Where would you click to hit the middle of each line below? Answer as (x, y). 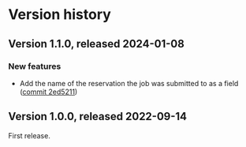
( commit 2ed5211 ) (48, 92)
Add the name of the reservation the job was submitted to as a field (129, 83)
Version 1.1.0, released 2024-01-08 (97, 44)
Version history (60, 15)
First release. (30, 135)
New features (35, 66)
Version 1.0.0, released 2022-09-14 (98, 117)
